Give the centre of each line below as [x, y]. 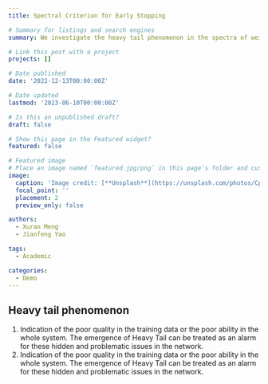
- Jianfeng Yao [41, 235]
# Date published [37, 74]
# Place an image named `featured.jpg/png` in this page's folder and [128, 168]
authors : [23, 220]
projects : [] [30, 59]
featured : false [35, 147]
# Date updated [33, 96]
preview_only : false [49, 205]
